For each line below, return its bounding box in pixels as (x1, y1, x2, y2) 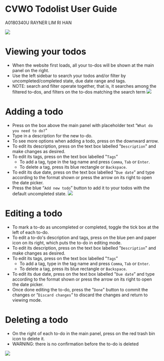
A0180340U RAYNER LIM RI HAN (5, 20, 72, 26)
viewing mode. (12, 297, 43, 303)
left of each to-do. (12, 229, 49, 235)
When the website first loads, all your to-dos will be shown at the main (12, 62, 154, 68)
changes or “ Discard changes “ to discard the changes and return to (12, 292, 148, 298)
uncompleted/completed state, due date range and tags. (12, 77, 126, 84)
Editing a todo (5, 208, 63, 219)
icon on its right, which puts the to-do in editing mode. (12, 239, 122, 246)
